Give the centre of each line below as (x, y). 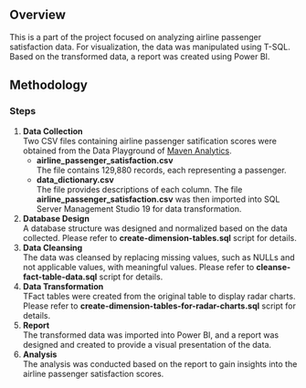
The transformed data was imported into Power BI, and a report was (151, 335)
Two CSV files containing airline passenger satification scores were (149, 141)
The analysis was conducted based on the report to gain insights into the (160, 363)
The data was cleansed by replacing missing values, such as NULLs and (158, 257)
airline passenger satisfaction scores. (93, 373)
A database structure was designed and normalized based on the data (155, 228)
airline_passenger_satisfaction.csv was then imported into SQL (158, 199)
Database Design (56, 218)
